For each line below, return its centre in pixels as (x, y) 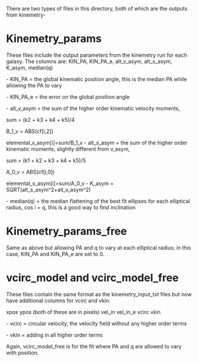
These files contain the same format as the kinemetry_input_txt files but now (99, 294)
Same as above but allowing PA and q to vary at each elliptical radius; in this (98, 247)
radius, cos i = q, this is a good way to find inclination (71, 207)
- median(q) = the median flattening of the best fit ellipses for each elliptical (98, 201)
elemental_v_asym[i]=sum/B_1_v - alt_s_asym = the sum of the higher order (97, 143)
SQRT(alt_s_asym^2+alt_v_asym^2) (48, 189)
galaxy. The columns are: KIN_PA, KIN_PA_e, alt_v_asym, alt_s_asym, (89, 61)
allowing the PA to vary (34, 85)
